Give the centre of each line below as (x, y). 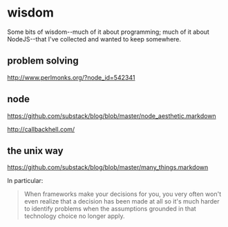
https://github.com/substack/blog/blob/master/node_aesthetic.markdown (112, 116)
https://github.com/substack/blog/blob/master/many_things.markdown (108, 168)
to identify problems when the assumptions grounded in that (110, 209)
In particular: (25, 181)
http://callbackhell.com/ (41, 129)
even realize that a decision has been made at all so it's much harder (122, 201)
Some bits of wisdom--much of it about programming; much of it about (108, 32)
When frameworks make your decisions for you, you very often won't (123, 194)
